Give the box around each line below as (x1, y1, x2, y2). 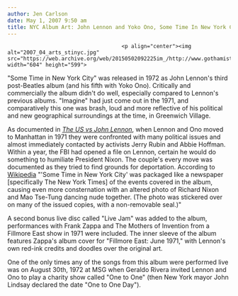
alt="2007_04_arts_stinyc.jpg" (7, 49, 100, 57)
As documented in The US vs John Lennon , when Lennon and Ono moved (7, 125, 224, 134)
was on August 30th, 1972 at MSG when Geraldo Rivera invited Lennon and (7, 266, 227, 274)
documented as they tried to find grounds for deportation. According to (7, 163, 215, 171)
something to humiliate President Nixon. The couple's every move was (7, 155, 213, 164)
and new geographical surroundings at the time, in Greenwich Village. (7, 111, 211, 120)
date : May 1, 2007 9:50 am (7, 17, 87, 24)
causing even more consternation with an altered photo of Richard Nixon (7, 186, 220, 194)
